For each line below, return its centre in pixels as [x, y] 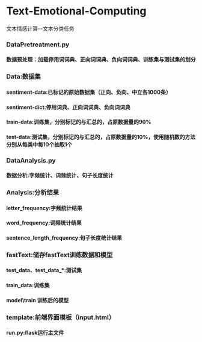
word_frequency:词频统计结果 [44, 223]
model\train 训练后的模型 [38, 300]
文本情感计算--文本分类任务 [40, 28]
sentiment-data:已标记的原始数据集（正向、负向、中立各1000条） [89, 92]
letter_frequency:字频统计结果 [44, 208]
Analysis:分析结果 [33, 193]
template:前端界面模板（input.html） [61, 317]
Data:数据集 [23, 76]
